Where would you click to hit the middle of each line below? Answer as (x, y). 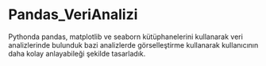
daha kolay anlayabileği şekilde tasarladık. (77, 53)
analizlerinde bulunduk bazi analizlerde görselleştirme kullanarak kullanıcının (133, 45)
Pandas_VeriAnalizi (73, 15)
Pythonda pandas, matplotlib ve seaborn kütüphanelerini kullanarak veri (126, 37)
